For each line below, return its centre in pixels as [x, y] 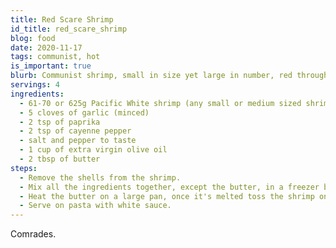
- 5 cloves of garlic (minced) [84, 112]
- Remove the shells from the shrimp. [100, 177]
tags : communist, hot [55, 57]
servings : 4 [35, 85]
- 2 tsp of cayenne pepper [75, 131]
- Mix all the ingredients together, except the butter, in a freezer [169, 187]
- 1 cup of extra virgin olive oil [93, 150]
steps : [24, 168]
